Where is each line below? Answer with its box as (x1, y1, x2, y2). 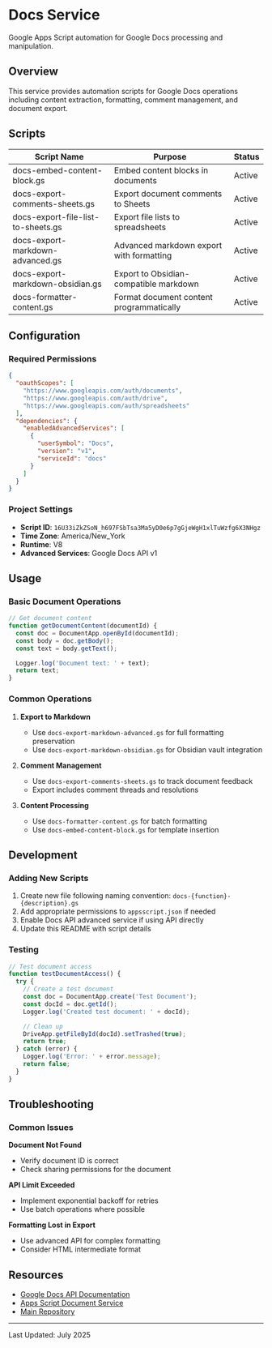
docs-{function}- (172, 892, 232, 901)
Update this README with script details (19, 924, 151, 934)
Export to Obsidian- (113, 267, 190, 279)
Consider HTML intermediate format (19, 1244, 142, 1254)
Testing (8, 944, 39, 956)
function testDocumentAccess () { (8, 970, 121, 978)
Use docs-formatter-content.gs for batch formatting (32, 816, 208, 826)
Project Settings (8, 504, 73, 516)
